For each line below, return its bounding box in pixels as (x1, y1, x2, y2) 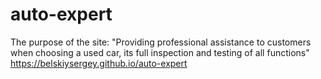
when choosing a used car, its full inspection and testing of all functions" (10, 46, 310, 58)
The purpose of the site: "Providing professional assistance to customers (10, 36, 312, 48)
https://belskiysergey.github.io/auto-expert (10, 57, 188, 69)
